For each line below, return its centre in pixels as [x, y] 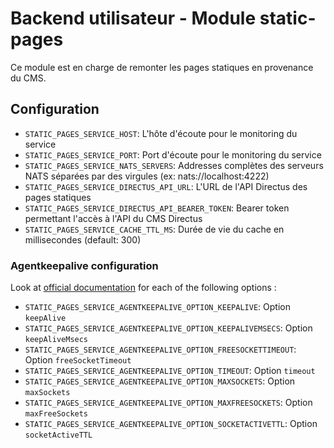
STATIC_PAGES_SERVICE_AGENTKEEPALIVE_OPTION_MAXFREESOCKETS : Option [168, 403]
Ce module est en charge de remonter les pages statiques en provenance [162, 67]
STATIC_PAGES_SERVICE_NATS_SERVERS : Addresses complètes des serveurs [174, 165]
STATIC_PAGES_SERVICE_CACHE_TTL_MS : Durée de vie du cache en [154, 229]
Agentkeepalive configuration [84, 265]
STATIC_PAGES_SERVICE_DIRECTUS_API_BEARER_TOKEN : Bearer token [157, 208]
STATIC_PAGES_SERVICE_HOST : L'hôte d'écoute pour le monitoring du [161, 133]
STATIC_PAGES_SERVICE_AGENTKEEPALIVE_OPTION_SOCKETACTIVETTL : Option [171, 424]
